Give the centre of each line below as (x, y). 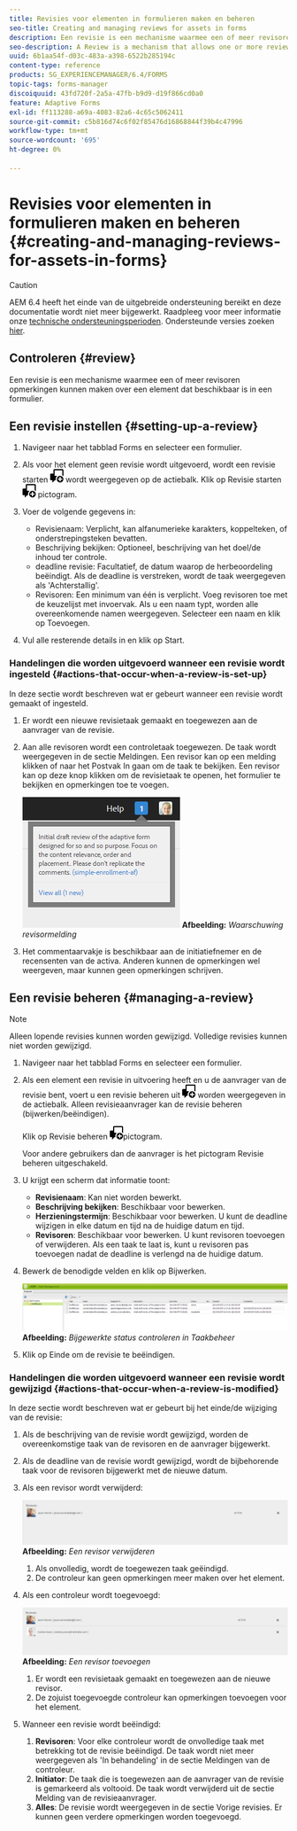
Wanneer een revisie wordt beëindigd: (91, 1724)
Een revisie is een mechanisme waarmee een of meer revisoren (125, 379)
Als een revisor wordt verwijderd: (82, 1488)
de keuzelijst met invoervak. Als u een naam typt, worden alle (147, 604)
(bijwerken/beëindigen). (65, 1114)
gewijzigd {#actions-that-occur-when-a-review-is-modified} (145, 1389)
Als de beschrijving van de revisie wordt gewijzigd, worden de (135, 1435)
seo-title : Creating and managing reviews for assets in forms (128, 28)
